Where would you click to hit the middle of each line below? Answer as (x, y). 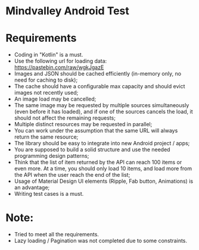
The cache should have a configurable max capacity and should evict (99, 86)
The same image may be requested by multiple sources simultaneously (102, 105)
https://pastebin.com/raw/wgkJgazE (59, 67)
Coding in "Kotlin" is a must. (49, 55)
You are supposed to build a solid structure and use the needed (92, 149)
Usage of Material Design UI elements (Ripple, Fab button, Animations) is (104, 181)
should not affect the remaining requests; (65, 118)
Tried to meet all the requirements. (57, 235)
